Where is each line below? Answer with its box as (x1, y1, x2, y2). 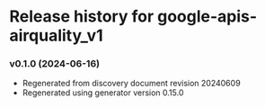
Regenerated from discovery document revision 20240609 (22, 78, 241, 89)
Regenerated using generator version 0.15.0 (22, 87, 184, 98)
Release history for (9, 6, 155, 27)
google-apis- (156, 6, 258, 27)
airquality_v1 (9, 25, 103, 46)
